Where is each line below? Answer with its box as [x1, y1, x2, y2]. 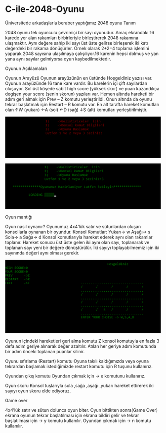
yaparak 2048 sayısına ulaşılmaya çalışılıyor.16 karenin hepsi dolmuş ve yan [5, 51, 159, 57]
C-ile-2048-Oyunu [5, 3, 84, 15]
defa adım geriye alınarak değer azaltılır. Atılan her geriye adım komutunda [5, 343, 157, 349]
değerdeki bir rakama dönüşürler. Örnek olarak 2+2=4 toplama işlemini [5, 45, 149, 51]
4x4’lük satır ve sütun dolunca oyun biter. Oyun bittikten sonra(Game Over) [5, 407, 158, 413]
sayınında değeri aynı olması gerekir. [5, 249, 80, 256]
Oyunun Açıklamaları [5, 65, 47, 71]
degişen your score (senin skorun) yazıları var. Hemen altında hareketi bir [5, 91, 154, 97]
